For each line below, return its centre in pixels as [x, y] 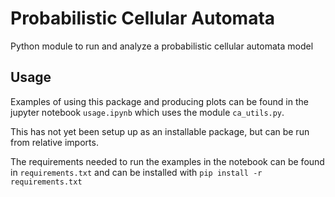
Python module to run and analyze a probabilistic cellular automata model [162, 46]
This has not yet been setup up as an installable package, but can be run [160, 131]
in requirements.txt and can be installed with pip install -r [136, 172]
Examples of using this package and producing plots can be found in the [159, 101]
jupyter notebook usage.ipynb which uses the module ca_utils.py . [147, 112]
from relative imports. [54, 142]
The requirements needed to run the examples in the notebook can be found [167, 161]
